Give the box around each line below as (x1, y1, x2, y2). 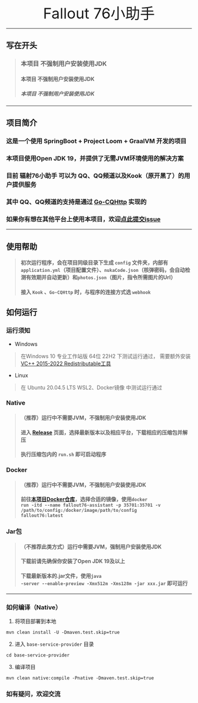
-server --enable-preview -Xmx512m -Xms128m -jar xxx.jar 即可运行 (20, 580, 188, 587)
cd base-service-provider (6, 652, 70, 658)
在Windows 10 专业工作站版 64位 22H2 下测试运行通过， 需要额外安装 (20, 352, 191, 360)
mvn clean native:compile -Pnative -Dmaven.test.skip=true (6, 675, 154, 681)
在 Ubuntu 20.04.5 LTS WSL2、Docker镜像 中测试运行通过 (20, 384, 163, 391)
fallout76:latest (20, 513, 64, 519)
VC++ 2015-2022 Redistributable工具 (20, 360, 111, 367)
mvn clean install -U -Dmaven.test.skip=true (6, 629, 120, 635)
